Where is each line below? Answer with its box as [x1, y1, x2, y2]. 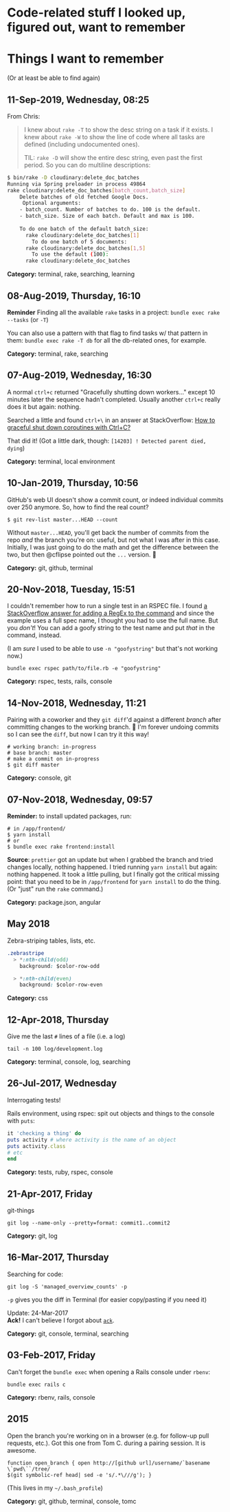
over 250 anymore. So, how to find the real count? [7, 503, 149, 511]
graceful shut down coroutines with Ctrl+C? [7, 423, 131, 432]
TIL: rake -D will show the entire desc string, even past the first [23, 153, 203, 161]
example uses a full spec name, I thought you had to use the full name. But [7, 616, 218, 625]
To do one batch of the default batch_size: [19, 225, 149, 232]
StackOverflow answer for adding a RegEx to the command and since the [7, 609, 215, 618]
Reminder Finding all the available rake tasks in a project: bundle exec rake [7, 308, 220, 316]
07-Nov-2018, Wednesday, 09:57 [7, 794, 153, 805]
